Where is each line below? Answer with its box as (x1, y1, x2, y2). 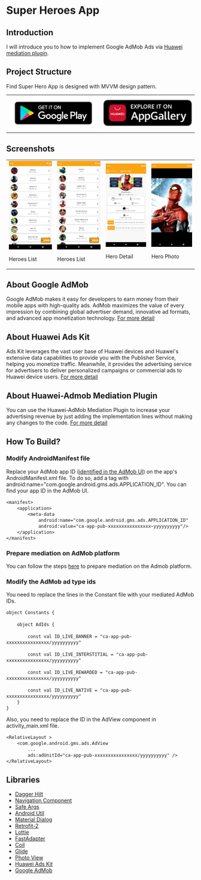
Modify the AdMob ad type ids (6, 577, 96, 586)
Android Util (14, 809, 45, 817)
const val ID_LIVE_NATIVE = (28, 687, 98, 693)
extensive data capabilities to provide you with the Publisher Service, (6, 354, 176, 362)
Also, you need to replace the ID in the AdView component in (6, 716, 157, 723)
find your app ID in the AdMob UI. (6, 487, 89, 494)
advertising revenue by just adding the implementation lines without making (6, 413, 193, 420)
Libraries (6, 775, 40, 785)
